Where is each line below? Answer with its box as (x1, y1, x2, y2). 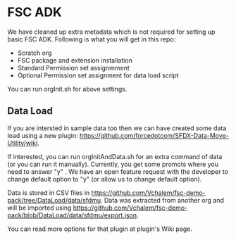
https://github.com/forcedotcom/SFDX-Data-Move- (79, 131, 229, 139)
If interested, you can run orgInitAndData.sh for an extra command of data (7, 152, 223, 160)
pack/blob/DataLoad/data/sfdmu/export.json (7, 210, 137, 219)
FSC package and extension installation (17, 56, 132, 64)
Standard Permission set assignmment (17, 63, 130, 72)
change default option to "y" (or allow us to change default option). (7, 175, 202, 183)
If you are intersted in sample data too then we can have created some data (7, 124, 227, 132)
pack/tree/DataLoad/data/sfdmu (7, 196, 101, 204)
